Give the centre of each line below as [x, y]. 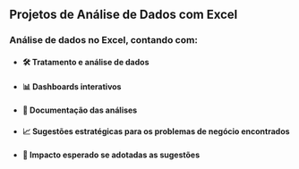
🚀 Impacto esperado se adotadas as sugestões [111, 155]
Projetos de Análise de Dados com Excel [124, 15]
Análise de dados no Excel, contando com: [104, 40]
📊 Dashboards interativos [72, 86]
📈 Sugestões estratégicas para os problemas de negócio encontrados [156, 131]
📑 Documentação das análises [80, 110]
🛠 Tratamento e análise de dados [85, 62]
